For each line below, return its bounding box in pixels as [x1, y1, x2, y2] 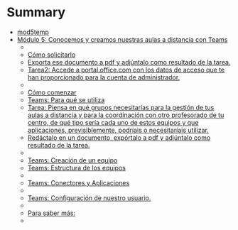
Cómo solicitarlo [27, 50, 76, 59]
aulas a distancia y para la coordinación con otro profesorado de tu [27, 111, 225, 119]
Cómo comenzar [27, 88, 77, 97]
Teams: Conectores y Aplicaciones [27, 178, 130, 187]
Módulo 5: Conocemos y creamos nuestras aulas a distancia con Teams [16, 35, 228, 43]
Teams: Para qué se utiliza [27, 95, 105, 104]
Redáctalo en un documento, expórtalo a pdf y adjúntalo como [27, 133, 211, 142]
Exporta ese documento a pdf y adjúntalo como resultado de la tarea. [27, 57, 231, 66]
